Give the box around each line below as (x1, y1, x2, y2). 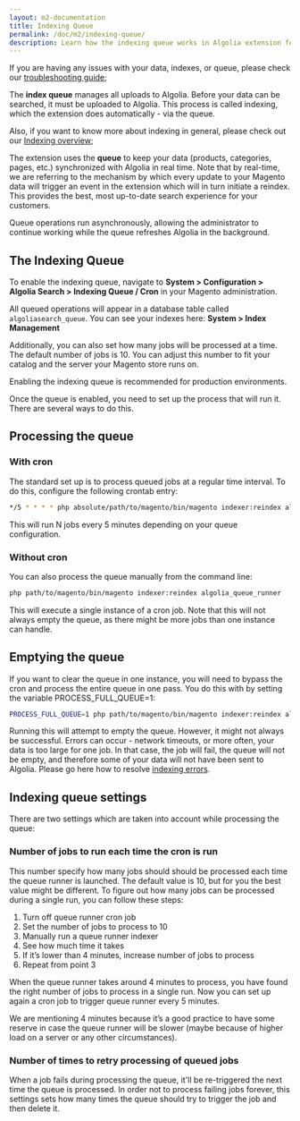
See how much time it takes (21, 940, 125, 951)
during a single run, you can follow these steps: (9, 894, 184, 904)
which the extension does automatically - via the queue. (9, 108, 216, 119)
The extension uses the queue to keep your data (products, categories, (9, 153, 272, 164)
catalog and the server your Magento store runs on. (9, 359, 199, 369)
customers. (9, 200, 51, 211)
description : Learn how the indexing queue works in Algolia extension (9, 38, 281, 47)
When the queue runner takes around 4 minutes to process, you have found (9, 976, 288, 987)
